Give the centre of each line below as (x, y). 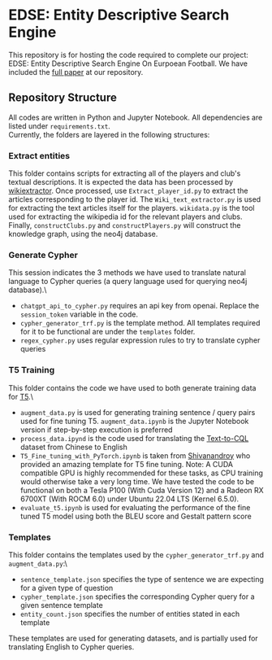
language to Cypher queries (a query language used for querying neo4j (128, 282)
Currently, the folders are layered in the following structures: (109, 134)
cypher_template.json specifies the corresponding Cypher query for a (137, 597)
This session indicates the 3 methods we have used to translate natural (127, 273)
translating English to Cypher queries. (71, 647)
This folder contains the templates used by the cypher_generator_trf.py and (136, 554)
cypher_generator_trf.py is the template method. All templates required (140, 323)
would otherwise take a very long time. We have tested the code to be (137, 481)
